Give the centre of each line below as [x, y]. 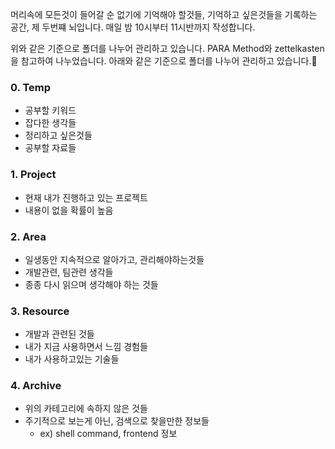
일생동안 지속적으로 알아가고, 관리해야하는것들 [114, 259]
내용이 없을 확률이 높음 [69, 210]
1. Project [33, 175]
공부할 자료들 [50, 148]
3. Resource [40, 311]
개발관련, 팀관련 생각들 [69, 272]
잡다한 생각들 [50, 123]
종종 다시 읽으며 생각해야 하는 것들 [91, 284]
